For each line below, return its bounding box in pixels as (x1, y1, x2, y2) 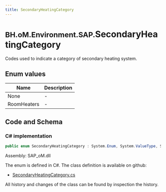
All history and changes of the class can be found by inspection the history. (5, 181, 159, 187)
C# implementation (5, 132, 52, 139)
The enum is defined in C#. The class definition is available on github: (5, 162, 147, 168)
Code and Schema (5, 117, 63, 126)
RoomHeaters (7, 101, 40, 108)
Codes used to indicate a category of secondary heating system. (5, 55, 137, 61)
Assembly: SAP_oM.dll (5, 152, 51, 158)
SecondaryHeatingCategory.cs (12, 172, 76, 178)
